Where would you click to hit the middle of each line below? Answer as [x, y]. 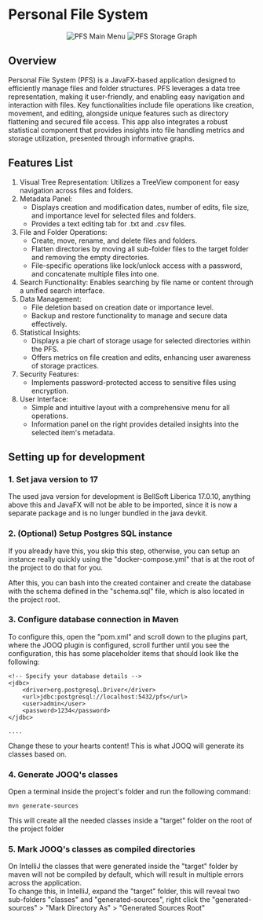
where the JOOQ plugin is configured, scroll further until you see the [119, 645]
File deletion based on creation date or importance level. [122, 307]
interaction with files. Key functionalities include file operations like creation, [131, 104]
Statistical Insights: [50, 332]
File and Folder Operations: [63, 232]
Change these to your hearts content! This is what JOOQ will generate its [126, 746]
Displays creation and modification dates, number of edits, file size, [140, 207]
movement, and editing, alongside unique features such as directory [119, 113]
